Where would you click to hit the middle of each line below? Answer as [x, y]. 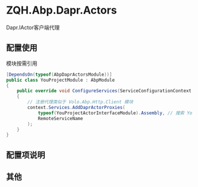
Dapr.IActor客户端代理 [33, 27]
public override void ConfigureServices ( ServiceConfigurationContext [104, 91]
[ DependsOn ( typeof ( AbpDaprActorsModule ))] [59, 75]
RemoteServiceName [60, 118]
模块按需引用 [22, 63]
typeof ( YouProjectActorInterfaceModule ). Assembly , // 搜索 [111, 113]
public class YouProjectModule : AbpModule [61, 80]
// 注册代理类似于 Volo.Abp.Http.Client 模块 [80, 102]
